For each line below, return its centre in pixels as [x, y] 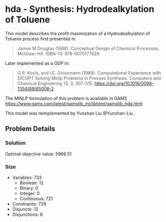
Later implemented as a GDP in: [37, 63]
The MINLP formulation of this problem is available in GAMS [66, 98]
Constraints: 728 [29, 204]
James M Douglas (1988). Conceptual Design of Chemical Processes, [88, 48]
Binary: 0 [29, 188]
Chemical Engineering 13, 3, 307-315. [55, 83]
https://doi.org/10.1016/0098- [124, 83]
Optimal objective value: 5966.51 [38, 154]
